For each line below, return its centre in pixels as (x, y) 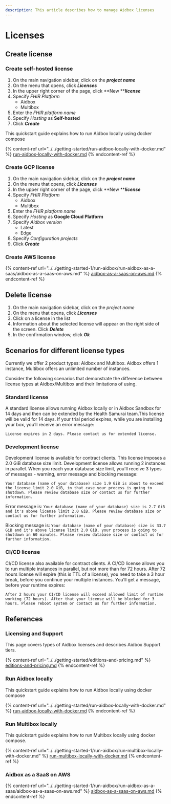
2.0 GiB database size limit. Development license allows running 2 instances (85, 463)
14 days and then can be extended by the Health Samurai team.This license (85, 414)
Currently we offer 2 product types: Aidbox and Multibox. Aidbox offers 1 (82, 363)
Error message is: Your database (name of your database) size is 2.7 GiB (85, 507)
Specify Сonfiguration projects (45, 238)
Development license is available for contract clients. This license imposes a (86, 458)
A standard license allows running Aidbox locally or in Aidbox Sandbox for (83, 408)
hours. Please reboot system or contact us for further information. (81, 603)
